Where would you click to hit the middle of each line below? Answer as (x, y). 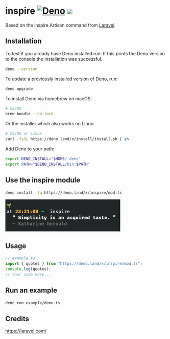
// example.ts (20, 258)
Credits (17, 319)
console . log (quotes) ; (28, 269)
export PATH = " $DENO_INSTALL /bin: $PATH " (48, 164)
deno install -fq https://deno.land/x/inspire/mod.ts (64, 193)
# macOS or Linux (24, 134)
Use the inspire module (43, 180)
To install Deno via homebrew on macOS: (48, 98)
